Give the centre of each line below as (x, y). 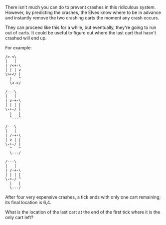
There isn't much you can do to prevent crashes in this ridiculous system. (81, 7)
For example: (19, 48)
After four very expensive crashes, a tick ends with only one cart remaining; (83, 197)
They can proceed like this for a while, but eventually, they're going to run (81, 27)
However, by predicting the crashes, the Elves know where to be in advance (83, 12)
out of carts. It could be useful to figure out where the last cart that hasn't (81, 33)
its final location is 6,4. (28, 202)
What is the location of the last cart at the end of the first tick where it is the (83, 212)
